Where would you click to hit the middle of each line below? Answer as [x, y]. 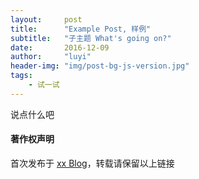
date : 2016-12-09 [60, 47]
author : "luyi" [51, 57]
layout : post [46, 19]
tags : [21, 76]
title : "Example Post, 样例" [81, 29]
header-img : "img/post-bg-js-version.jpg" [100, 66]
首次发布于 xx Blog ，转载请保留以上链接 [92, 163]
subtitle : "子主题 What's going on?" [91, 38]
